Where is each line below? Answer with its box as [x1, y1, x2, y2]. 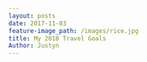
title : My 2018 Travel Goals [8, 34, 107, 43]
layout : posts [8, 11, 57, 20]
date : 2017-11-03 [8, 19, 67, 27]
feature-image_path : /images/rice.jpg [8, 27, 139, 35]
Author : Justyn [8, 42, 60, 50]
